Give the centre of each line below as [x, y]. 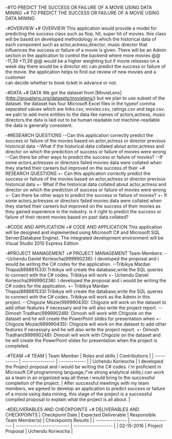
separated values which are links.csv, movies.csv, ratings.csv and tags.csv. [85, 109]
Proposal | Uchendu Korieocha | [39, 431]
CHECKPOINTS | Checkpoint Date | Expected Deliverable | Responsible [81, 415]
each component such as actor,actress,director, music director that [76, 45]
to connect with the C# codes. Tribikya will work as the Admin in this [78, 297]
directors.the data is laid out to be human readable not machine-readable [83, 120]
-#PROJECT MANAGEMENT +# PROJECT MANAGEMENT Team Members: [84, 253]
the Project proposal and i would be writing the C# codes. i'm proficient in [83, 367]
